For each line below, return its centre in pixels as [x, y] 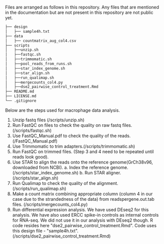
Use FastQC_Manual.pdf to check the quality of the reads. [71, 136]
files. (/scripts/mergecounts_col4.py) [50, 204]
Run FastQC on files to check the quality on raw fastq [67, 125]
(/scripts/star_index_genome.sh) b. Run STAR [58, 172]
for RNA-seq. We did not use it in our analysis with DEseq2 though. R [83, 220]
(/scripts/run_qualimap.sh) [39, 188]
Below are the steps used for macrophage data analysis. [63, 110]
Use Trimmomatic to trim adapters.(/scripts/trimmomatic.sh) [74, 146]
